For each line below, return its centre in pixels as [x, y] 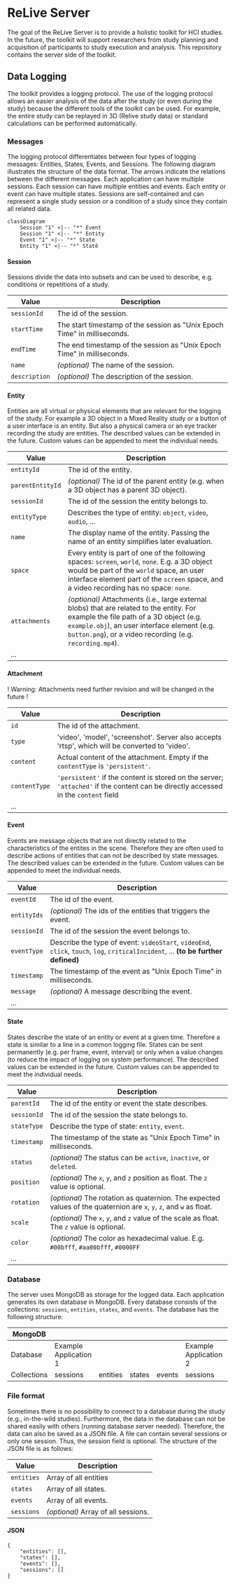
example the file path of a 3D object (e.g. [135, 617]
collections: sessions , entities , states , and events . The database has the [113, 1309]
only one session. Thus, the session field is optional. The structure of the [112, 1441]
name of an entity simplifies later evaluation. [140, 542]
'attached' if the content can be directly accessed [140, 786]
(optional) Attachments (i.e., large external [137, 599]
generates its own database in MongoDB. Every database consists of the [112, 1302]
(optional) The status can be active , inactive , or [130, 1158]
